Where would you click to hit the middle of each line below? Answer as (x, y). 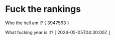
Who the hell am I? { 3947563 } (37, 23)
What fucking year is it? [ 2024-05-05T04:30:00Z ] (58, 32)
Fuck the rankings (43, 9)
